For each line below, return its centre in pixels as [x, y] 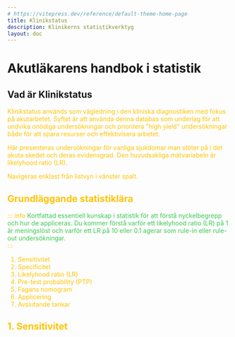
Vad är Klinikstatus [50, 94]
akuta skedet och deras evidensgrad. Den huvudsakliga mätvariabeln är [112, 155]
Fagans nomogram [45, 290]
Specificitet [34, 267]
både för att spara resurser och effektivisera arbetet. [84, 134]
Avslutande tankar [44, 305]
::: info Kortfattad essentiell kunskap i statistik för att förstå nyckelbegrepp [115, 215]
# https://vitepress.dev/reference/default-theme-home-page [98, 14]
